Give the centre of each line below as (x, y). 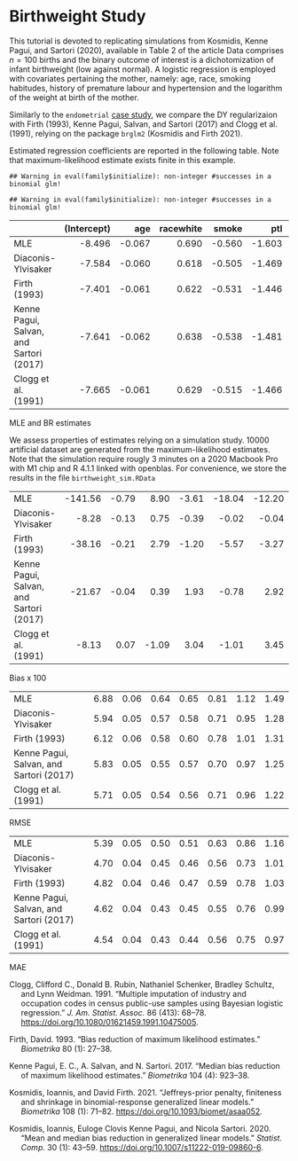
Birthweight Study (78, 16)
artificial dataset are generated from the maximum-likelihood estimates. (140, 449)
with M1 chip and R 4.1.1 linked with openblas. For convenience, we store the (148, 468)
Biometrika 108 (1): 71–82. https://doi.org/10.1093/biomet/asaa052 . (142, 1111)
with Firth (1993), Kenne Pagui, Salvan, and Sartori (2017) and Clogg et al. (143, 124)
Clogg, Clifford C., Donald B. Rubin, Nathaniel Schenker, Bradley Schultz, (142, 984)
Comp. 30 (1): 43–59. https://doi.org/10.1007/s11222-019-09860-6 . (142, 1147)
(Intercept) (87, 228)
